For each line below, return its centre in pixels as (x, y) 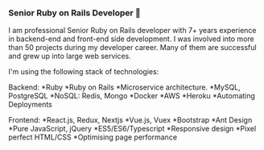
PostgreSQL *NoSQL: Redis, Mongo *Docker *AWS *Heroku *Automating (132, 96)
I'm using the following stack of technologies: (84, 72)
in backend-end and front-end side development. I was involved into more (132, 39)
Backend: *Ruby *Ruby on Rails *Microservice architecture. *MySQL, (125, 87)
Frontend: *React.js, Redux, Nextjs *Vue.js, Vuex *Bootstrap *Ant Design (130, 120)
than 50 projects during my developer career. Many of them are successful (132, 48)
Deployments (30, 105)
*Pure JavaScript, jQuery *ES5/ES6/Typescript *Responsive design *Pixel (132, 129)
